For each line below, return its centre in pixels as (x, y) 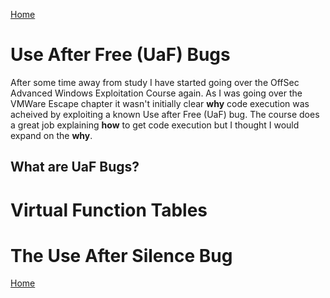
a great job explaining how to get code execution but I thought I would (155, 125)
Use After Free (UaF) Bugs (120, 55)
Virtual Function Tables (109, 210)
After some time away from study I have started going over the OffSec (155, 82)
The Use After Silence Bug (121, 255)
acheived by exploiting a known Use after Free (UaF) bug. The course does (165, 114)
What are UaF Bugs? (75, 167)
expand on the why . (51, 135)
